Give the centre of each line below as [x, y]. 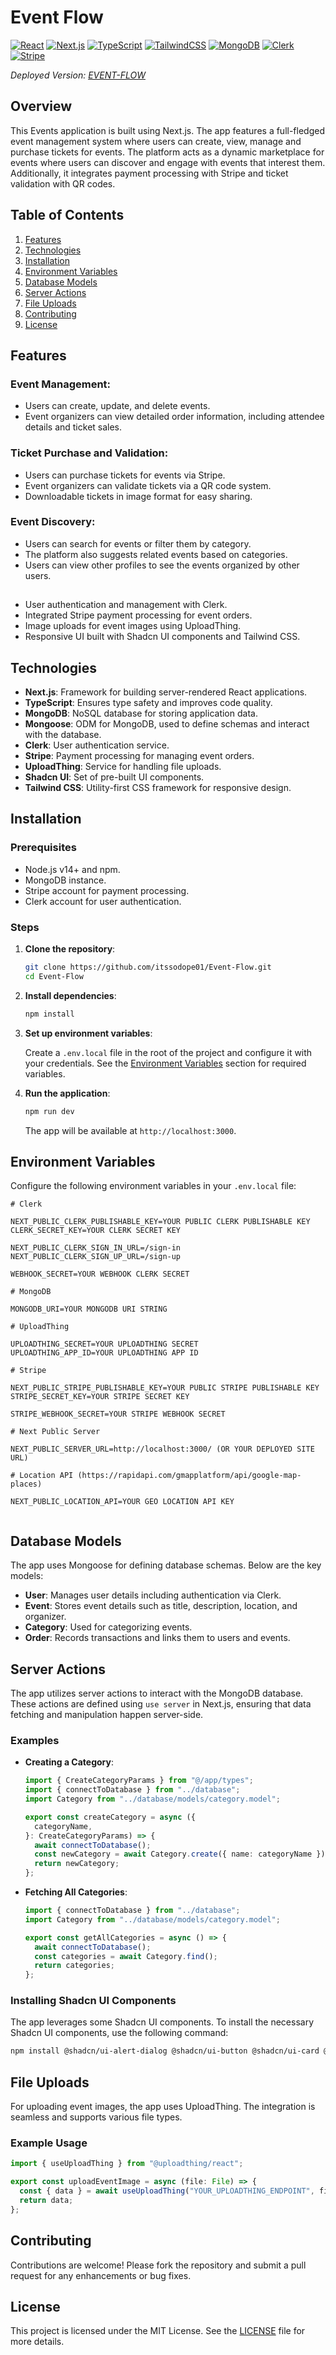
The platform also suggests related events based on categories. [156, 554]
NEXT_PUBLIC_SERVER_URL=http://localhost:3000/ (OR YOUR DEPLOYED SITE [162, 1449]
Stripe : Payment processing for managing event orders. [139, 756]
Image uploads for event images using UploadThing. [133, 626]
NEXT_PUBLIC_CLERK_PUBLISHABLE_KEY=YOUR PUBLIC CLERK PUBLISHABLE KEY [160, 1222]
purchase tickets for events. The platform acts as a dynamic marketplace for [167, 152]
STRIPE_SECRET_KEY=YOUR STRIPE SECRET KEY [100, 1397]
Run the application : [67, 1093]
